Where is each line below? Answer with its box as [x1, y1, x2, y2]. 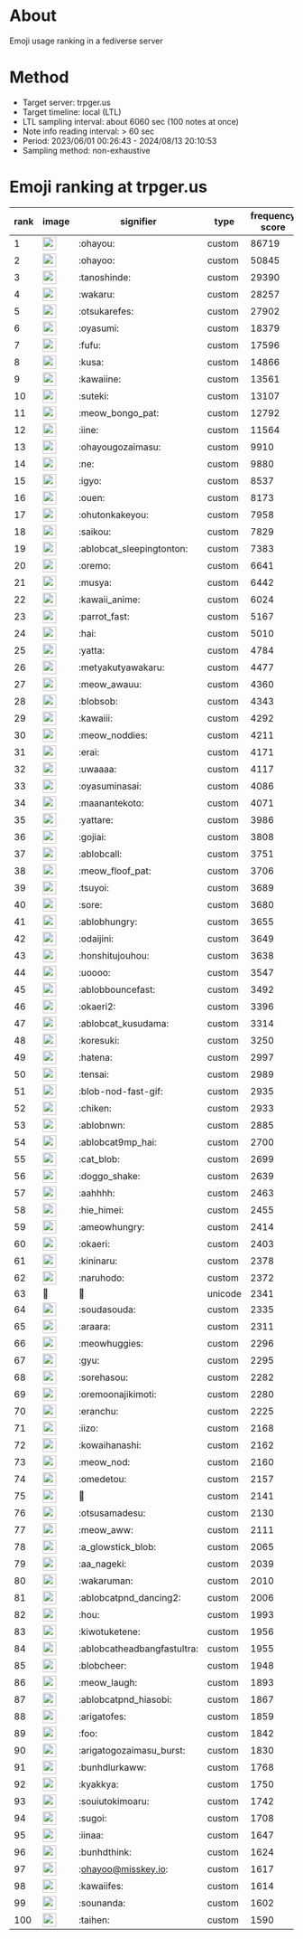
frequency [250, 209, 296, 222]
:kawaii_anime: [78, 593, 141, 606]
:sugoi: [78, 1811, 107, 1824]
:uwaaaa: [78, 762, 117, 775]
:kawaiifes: [78, 1879, 124, 1892]
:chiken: [78, 1102, 112, 1114]
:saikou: [78, 525, 112, 538]
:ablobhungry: [78, 915, 138, 928]
